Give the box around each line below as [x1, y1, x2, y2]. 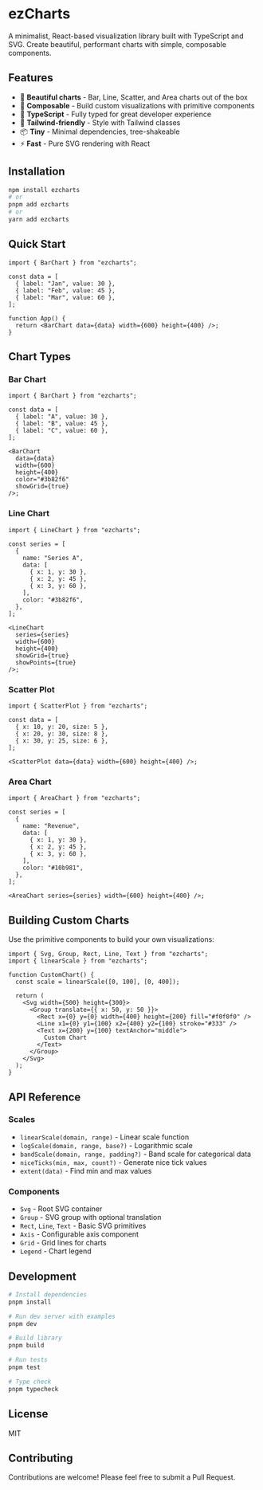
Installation [8, 165, 65, 178]
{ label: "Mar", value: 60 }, [15, 293, 116, 301]
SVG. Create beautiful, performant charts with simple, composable [8, 39, 227, 49]
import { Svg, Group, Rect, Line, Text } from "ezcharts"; [8, 950, 209, 959]
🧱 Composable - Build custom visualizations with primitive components [19, 100, 255, 110]
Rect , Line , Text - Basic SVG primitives [19, 1221, 147, 1231]
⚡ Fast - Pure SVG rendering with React [19, 139, 151, 148]
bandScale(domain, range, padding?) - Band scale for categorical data [19, 1149, 252, 1159]
